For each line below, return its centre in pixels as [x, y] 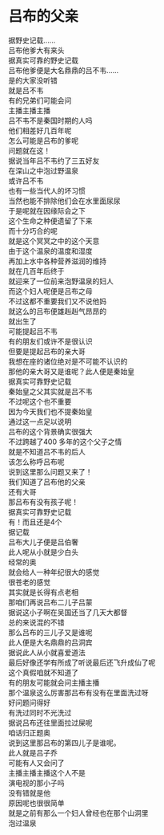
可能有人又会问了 [36, 763]
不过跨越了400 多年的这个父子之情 [65, 442]
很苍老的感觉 [29, 582]
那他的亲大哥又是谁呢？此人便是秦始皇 [71, 371]
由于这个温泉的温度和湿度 [50, 250]
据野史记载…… [32, 40]
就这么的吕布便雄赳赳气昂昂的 [57, 311]
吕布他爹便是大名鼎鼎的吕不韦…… [64, 70]
